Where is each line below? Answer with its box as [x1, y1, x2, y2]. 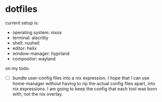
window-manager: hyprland [12, 51, 70, 56]
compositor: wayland [12, 55, 56, 61]
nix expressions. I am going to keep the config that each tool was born [12, 86, 157, 92]
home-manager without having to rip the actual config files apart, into [12, 81, 156, 86]
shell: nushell [12, 40, 40, 46]
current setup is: [5, 20, 39, 26]
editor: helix [12, 45, 37, 51]
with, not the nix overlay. [12, 91, 63, 97]
